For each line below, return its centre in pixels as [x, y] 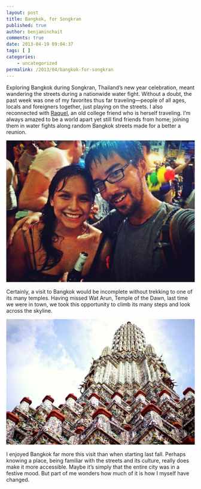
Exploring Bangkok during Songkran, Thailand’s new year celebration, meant [100, 87]
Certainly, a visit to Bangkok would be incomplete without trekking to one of [99, 291]
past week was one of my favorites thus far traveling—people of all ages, [96, 100]
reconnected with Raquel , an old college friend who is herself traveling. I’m [98, 113]
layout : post [22, 13]
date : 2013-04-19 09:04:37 [40, 44]
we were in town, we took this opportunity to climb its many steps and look [98, 304]
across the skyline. [29, 310]
